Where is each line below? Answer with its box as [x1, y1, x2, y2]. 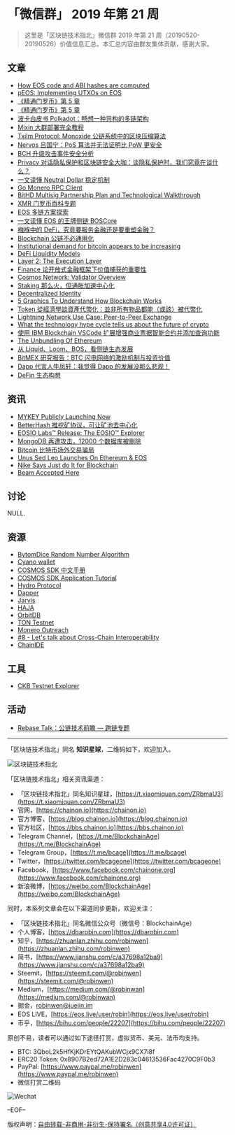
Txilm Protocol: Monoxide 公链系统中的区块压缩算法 [17, 131, 166, 140]
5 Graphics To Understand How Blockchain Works [17, 297, 162, 305]
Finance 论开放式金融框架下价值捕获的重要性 [17, 265, 147, 273]
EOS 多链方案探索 [17, 208, 69, 216]
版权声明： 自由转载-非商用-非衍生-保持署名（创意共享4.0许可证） [7, 1120, 197, 1128]
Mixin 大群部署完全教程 [17, 123, 85, 131]
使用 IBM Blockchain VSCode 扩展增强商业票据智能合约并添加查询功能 [17, 328, 220, 336]
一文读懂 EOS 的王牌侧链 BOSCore [17, 216, 117, 224]
